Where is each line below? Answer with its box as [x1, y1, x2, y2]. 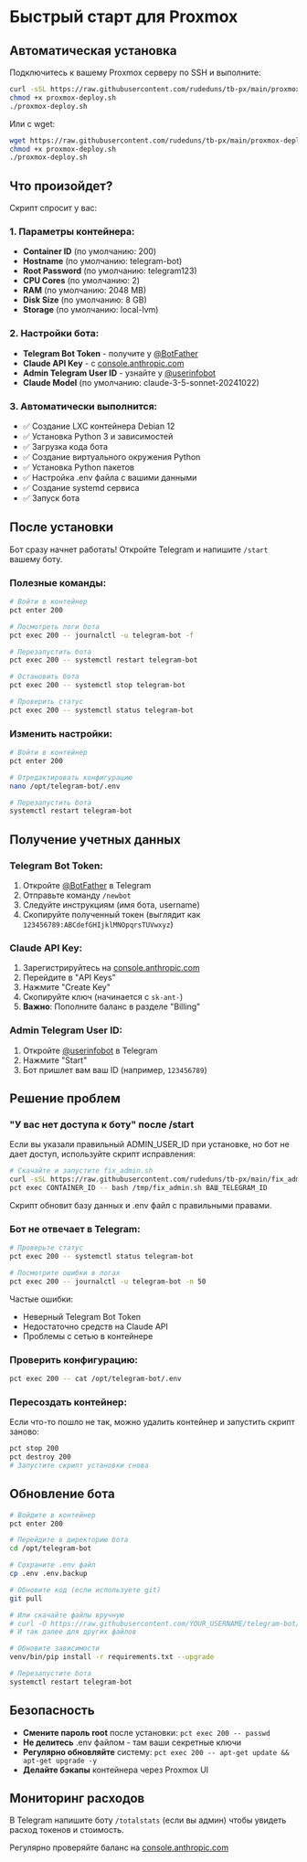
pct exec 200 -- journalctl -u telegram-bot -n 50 [9, 1277, 206, 1286]
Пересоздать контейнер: [9, 1396, 128, 1409]
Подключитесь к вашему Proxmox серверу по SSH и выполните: [9, 67, 262, 78]
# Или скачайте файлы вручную [9, 1611, 125, 1620]
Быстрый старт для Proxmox [9, 6, 238, 27]
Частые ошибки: [9, 1293, 74, 1304]
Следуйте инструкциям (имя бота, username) [22, 899, 201, 910]
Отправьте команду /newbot [22, 889, 132, 901]
